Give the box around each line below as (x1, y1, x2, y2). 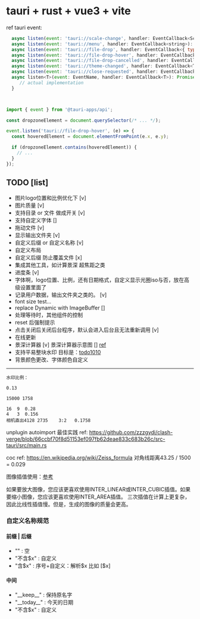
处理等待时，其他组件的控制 (14, 311, 83, 318)
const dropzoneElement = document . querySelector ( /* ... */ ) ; (6, 117, 161, 123)
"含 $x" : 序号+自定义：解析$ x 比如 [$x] (14, 562, 111, 569)
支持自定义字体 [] (14, 216, 57, 224)
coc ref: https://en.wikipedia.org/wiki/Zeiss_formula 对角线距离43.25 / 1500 (6, 454, 191, 461)
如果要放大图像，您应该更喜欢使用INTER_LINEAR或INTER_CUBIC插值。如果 (6, 485, 191, 493)
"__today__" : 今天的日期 (14, 598, 74, 606)
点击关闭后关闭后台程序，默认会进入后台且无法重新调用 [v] (14, 326, 159, 333)
